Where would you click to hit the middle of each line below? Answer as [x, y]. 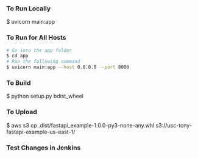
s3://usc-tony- [174, 125]
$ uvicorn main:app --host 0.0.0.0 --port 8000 [68, 67]
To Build [19, 83]
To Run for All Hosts [36, 38]
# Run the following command [43, 62]
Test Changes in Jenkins [44, 148]
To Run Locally [28, 9]
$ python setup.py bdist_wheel [45, 96]
